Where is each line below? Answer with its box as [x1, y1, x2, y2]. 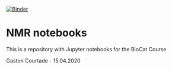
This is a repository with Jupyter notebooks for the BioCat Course [6, 45, 167, 52]
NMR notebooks [6, 27, 87, 40]
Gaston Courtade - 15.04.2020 [6, 57, 81, 64]
